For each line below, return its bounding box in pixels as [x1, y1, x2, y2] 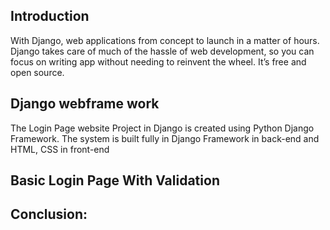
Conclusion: [10, 206, 88, 223]
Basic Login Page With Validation [10, 172, 220, 189]
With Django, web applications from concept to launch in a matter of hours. [10, 34, 320, 46]
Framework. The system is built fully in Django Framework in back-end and [10, 132, 320, 144]
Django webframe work [10, 95, 160, 113]
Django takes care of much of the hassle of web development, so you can [10, 45, 315, 57]
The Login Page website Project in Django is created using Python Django [10, 122, 315, 134]
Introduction [10, 8, 90, 25]
